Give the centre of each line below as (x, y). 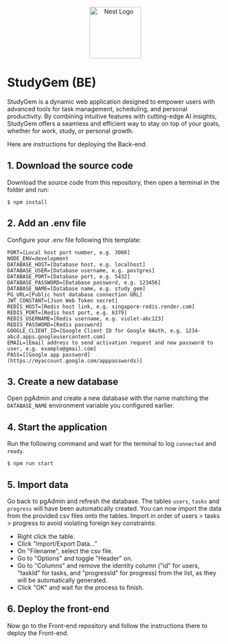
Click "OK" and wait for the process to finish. (80, 587)
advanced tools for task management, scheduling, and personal (97, 109)
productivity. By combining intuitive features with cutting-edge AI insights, (112, 116)
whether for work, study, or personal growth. (70, 131)
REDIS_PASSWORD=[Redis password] (55, 324)
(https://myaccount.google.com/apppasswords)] (75, 361)
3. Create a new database (63, 381)
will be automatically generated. (62, 580)
